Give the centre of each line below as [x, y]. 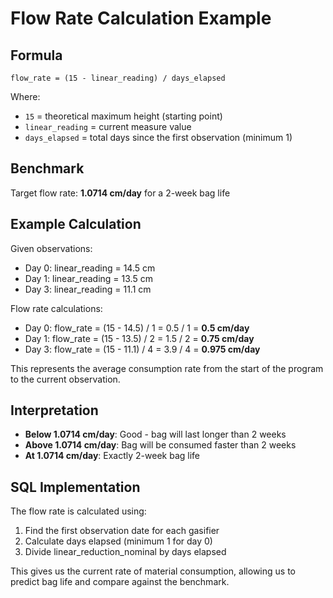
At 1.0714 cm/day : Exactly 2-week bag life [112, 456]
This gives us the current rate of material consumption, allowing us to [153, 571]
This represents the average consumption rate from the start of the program [167, 368]
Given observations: [51, 248]
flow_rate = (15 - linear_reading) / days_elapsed [118, 78]
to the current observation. [65, 379]
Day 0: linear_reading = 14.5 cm [90, 268]
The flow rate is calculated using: [78, 511]
